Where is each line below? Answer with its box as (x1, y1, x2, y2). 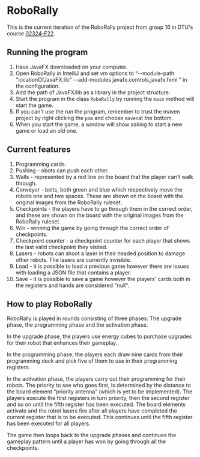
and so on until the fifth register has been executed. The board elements (7, 401, 186, 408)
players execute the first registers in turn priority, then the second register (7, 395, 190, 402)
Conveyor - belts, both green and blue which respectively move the (15, 186, 183, 193)
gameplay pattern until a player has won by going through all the (7, 438, 166, 445)
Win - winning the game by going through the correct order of (15, 224, 169, 231)
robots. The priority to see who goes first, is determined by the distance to (7, 382, 191, 389)
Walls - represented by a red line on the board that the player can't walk (15, 173, 194, 180)
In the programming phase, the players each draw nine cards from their (7, 351, 184, 358)
